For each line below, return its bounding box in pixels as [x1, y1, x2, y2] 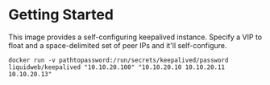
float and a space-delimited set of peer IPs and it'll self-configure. [8, 40, 227, 50]
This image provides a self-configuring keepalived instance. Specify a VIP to [8, 32, 263, 42]
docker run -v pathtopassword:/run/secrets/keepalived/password [8, 56, 229, 64]
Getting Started [8, 6, 114, 24]
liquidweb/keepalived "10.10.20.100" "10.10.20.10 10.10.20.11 [8, 63, 226, 71]
